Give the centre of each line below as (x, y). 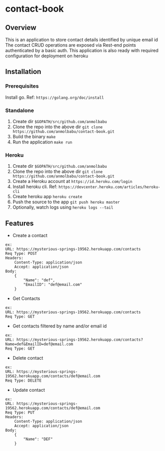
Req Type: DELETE (23, 381)
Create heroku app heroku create (47, 197)
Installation (23, 72)
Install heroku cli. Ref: (35, 187)
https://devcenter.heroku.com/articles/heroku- (109, 187)
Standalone (20, 110)
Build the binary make (34, 136)
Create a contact (30, 236)
